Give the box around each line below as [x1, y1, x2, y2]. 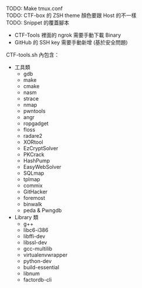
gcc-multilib [23, 245, 53, 252]
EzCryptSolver [23, 145, 58, 151]
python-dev [23, 258, 52, 265]
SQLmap [23, 169, 44, 176]
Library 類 [14, 214, 39, 221]
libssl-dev [23, 239, 47, 246]
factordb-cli [23, 276, 52, 283]
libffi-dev [23, 233, 46, 240]
